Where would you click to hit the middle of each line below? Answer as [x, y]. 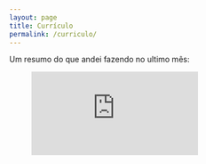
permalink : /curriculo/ [53, 34]
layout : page [33, 17]
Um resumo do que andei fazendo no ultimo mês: [99, 60]
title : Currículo [41, 26]
